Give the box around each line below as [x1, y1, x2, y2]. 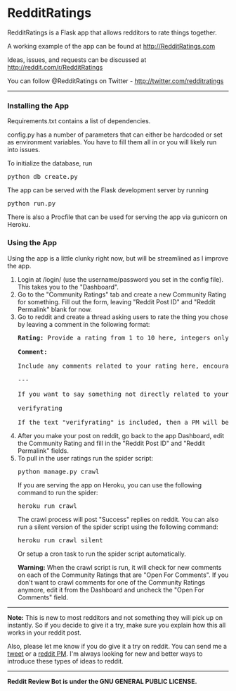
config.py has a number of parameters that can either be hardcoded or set [7, 130, 223, 139]
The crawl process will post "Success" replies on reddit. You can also [17, 515, 219, 523]
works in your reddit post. [7, 628, 82, 637]
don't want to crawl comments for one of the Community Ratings [17, 578, 206, 586]
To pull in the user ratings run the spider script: [17, 454, 153, 462]
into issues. [7, 146, 41, 154]
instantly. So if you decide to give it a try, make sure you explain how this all [7, 621, 226, 629]
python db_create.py [7, 173, 79, 181]
